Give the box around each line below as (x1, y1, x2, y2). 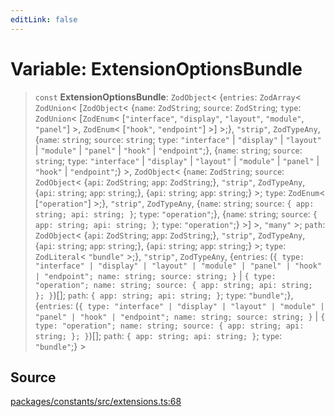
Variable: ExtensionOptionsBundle (10, 57, 303, 80)
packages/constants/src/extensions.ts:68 (10, 396, 182, 408)
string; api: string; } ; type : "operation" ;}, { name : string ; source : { (34, 207, 318, 220)
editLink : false (10, 14, 78, 25)
